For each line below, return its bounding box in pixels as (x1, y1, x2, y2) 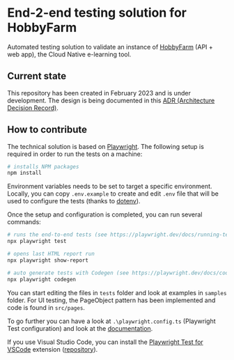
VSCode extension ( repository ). (7, 345, 98, 353)
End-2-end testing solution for (7, 5, 187, 21)
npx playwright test (7, 238, 68, 245)
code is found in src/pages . (7, 303, 86, 311)
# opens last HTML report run (7, 251, 95, 258)
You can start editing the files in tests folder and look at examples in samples (7, 288, 227, 297)
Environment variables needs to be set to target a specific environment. (7, 182, 212, 191)
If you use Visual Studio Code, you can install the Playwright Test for (7, 338, 203, 346)
